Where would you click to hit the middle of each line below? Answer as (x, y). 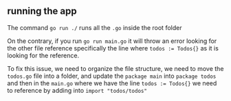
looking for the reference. (43, 55)
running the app (42, 11)
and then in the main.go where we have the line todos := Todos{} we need (112, 83)
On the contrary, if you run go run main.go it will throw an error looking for (112, 41)
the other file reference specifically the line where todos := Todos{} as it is (113, 48)
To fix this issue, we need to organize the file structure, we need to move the (115, 68)
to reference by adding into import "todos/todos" (77, 90)
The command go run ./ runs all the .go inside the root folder (95, 27)
